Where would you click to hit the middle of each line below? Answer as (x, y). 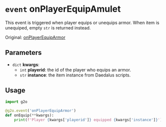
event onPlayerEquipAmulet (63, 9)
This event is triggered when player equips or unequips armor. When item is (82, 23)
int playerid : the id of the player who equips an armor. (75, 70)
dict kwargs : (26, 64)
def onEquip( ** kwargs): (30, 115)
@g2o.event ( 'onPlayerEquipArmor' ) (41, 111)
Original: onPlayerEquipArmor (35, 37)
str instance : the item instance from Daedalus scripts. (75, 75)
